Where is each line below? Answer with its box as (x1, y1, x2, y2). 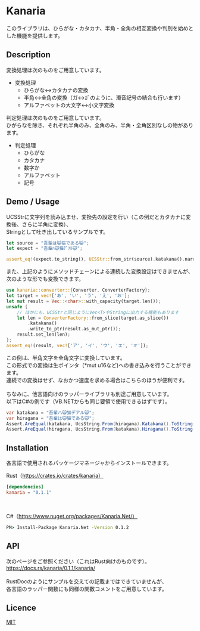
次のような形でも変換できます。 (6, 276, 85, 283)
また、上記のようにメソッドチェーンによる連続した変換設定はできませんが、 (6, 268, 193, 275)
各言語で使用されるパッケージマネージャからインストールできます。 (6, 459, 173, 466)
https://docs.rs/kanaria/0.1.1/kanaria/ (6, 564, 95, 571)
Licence (6, 602, 37, 613)
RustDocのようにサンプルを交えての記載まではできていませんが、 (6, 577, 167, 585)
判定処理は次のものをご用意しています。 (6, 114, 105, 121)
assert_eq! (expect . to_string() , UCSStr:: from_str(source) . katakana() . (6, 256, 185, 262)
